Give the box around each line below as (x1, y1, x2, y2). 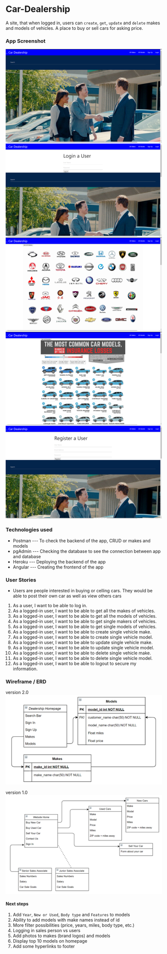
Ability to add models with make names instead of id (12, 917, 120, 923)
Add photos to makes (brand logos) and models (12, 933, 111, 939)
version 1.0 (5, 790, 28, 796)
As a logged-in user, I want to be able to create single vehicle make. (12, 629, 152, 635)
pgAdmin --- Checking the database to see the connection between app (12, 548, 161, 554)
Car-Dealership (5, 3, 70, 15)
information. (12, 666, 38, 672)
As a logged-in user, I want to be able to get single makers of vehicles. (12, 618, 157, 624)
